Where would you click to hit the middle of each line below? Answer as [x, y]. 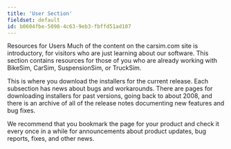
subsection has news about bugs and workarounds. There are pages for [110, 89]
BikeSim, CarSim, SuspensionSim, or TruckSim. [74, 68]
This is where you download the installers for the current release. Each [108, 81]
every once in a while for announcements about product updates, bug [107, 131]
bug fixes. [21, 110]
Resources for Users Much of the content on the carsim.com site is [103, 46]
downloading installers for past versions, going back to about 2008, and [110, 96]
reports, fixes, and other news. [51, 139]
